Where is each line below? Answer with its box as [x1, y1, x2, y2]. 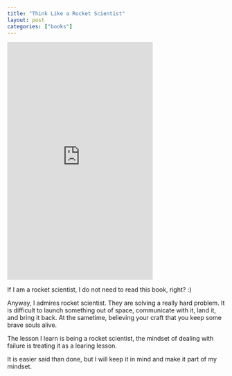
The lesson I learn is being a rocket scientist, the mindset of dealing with [7, 335, 214, 343]
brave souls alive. [7, 321, 57, 329]
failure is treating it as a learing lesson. [7, 341, 118, 350]
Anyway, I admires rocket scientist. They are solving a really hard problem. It [7, 299, 225, 308]
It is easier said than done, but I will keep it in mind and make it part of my [7, 355, 217, 364]
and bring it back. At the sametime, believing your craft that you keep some [7, 314, 222, 322]
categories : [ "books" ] [7, 23, 73, 30]
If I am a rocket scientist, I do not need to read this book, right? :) [7, 285, 192, 294]
